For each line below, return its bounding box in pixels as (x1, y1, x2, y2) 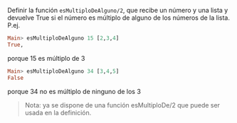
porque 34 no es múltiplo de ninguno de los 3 (7, 87, 141, 95)
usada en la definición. (24, 108, 92, 117)
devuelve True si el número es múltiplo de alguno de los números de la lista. (7, 13, 230, 22)
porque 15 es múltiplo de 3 (7, 54, 85, 62)
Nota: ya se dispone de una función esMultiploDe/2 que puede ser (24, 100, 221, 109)
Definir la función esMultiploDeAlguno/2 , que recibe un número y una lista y (7, 6, 228, 14)
